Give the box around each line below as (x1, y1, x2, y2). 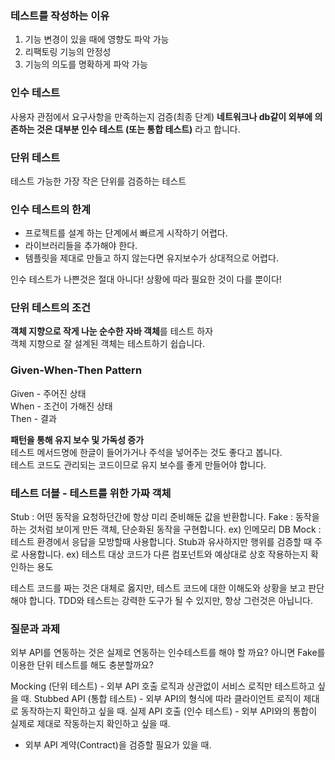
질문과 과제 (10, 622, 61, 636)
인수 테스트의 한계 (10, 202, 92, 216)
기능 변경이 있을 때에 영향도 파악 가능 (24, 33, 170, 46)
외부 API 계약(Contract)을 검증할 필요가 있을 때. (24, 739, 212, 751)
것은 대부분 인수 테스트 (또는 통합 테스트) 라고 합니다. (36, 123, 241, 135)
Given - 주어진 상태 (10, 387, 87, 399)
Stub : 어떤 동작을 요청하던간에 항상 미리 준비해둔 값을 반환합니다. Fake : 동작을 (10, 511, 320, 523)
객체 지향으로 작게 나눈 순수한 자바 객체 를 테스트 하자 (10, 325, 214, 337)
